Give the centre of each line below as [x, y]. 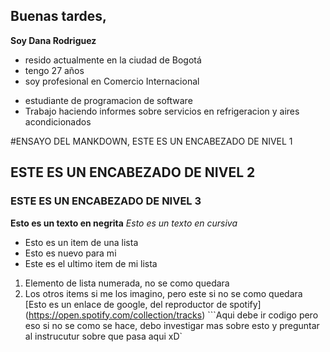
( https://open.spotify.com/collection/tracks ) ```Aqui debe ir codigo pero [171, 315]
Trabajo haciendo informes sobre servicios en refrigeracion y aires [162, 111]
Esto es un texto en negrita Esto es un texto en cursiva [124, 223]
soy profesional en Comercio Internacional [112, 81]
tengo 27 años [54, 70]
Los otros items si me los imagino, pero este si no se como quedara [163, 293]
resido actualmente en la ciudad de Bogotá [113, 60]
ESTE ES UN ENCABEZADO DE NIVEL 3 [106, 201]
